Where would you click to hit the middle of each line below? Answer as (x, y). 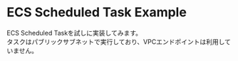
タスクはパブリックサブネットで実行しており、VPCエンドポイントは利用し (116, 41)
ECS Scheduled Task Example (97, 12)
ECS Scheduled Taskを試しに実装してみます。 (74, 33)
